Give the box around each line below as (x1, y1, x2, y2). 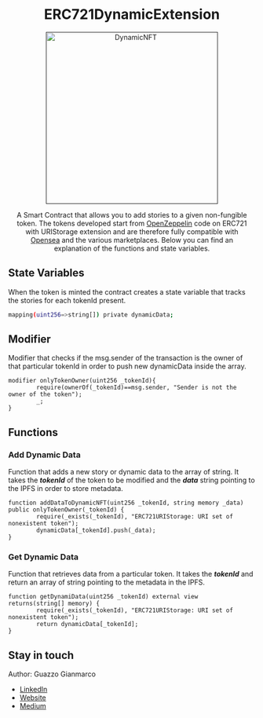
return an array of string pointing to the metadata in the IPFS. (8, 577, 206, 587)
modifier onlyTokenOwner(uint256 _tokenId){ (8, 377, 156, 385)
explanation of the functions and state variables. (53, 244, 210, 253)
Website (19, 693, 47, 702)
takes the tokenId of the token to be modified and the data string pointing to (8, 475, 255, 485)
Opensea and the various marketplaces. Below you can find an (30, 235, 234, 244)
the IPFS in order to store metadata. (8, 484, 123, 493)
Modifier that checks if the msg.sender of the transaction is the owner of (8, 354, 243, 363)
